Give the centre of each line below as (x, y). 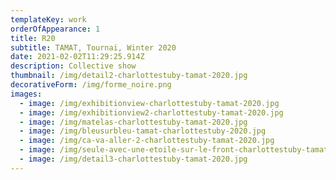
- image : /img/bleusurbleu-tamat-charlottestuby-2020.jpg (143, 131)
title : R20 (33, 38)
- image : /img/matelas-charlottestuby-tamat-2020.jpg (133, 122)
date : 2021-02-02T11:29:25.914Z (77, 57)
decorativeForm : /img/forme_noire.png (91, 85)
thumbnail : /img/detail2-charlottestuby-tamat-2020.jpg (129, 76)
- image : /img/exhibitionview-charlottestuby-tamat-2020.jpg (149, 103)
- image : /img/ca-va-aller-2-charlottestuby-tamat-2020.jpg (147, 141)
